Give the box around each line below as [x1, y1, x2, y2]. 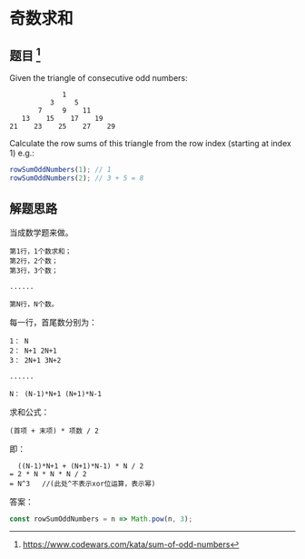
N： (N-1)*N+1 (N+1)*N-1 [9, 389, 103, 398]
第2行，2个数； [9, 256, 59, 265]
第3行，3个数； [9, 265, 59, 275]
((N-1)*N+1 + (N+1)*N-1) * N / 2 [17, 461, 144, 471]
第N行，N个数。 [9, 299, 59, 309]
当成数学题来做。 [9, 226, 74, 237]
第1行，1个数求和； [9, 246, 73, 255]
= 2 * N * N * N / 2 [9, 469, 88, 478]
